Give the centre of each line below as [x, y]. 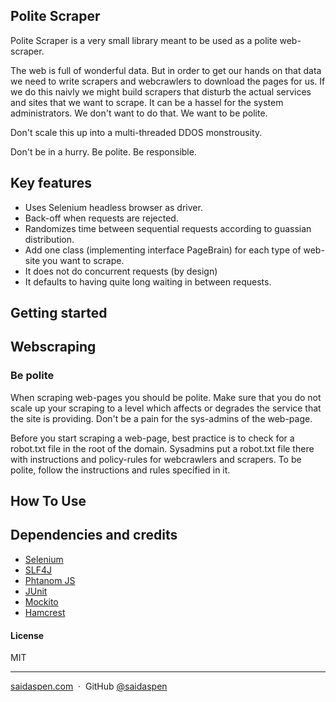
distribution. [49, 239]
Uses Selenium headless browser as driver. [113, 207]
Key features [51, 183]
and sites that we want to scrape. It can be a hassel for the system [147, 102]
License [27, 635]
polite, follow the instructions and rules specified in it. [120, 470]
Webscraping [53, 347]
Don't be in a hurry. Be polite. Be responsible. [103, 151]
